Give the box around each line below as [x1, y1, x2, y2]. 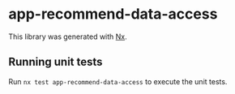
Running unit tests [8, 55, 103, 69]
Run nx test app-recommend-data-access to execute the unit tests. [8, 76, 228, 86]
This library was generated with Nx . [8, 32, 127, 41]
